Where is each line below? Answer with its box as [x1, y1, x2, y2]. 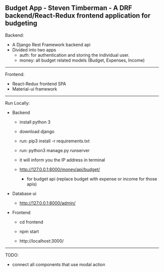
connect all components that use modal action [12, 261, 106, 267]
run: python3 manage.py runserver [19, 147, 90, 153]
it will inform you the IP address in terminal [19, 157, 105, 163]
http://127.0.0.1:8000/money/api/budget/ [19, 166, 100, 172]
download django [19, 128, 55, 134]
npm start [19, 228, 39, 234]
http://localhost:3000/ [19, 238, 64, 244]
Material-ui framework [12, 86, 58, 92]
